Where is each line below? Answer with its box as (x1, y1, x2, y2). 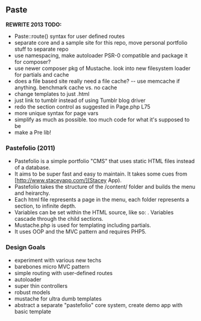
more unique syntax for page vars (14, 109, 99, 116)
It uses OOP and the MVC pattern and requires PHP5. (14, 228, 147, 235)
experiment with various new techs (14, 256, 102, 264)
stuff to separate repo (14, 45, 69, 52)
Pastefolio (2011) (5, 144, 55, 152)
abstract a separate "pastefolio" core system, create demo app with (14, 302, 183, 309)
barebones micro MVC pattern (14, 263, 90, 270)
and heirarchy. (14, 189, 51, 197)
